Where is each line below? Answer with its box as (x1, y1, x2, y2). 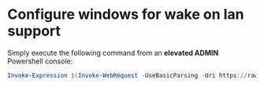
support (7, 22, 61, 40)
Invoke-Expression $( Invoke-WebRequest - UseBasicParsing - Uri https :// (7, 71, 247, 79)
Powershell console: (7, 56, 73, 66)
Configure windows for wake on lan (7, 5, 244, 24)
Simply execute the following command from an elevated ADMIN (7, 48, 219, 57)
